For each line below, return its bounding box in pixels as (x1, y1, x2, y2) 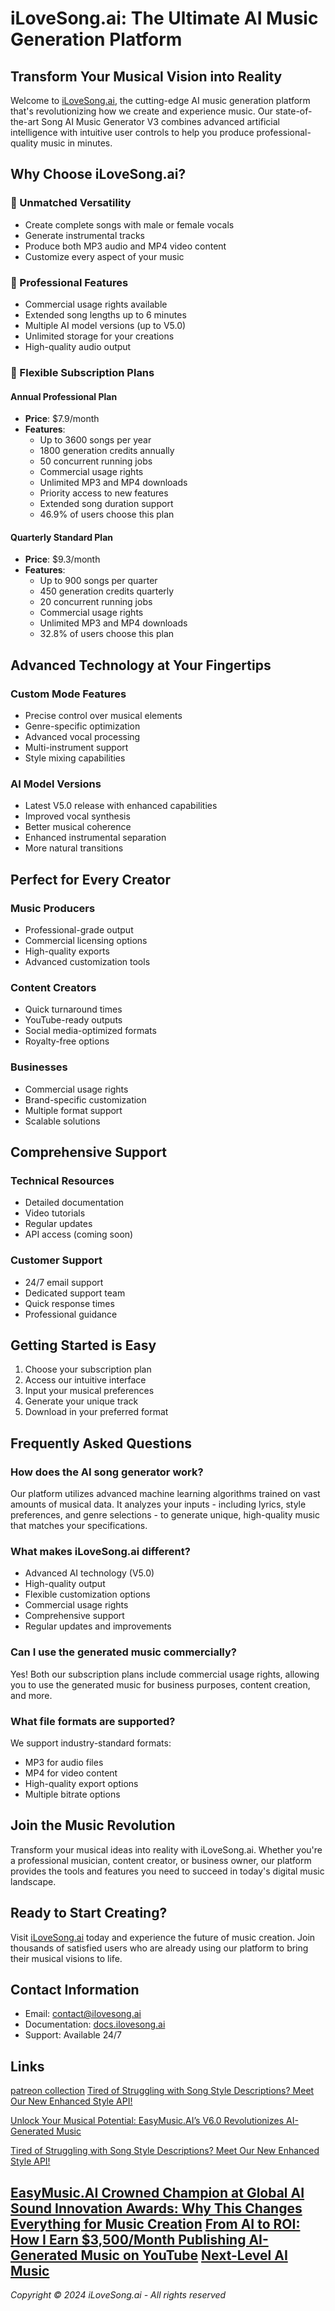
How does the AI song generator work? (10, 1465, 204, 1479)
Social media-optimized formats (24, 1025, 157, 1037)
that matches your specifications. (10, 1520, 148, 1532)
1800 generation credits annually (39, 445, 175, 457)
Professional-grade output (24, 923, 134, 936)
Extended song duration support (39, 498, 174, 510)
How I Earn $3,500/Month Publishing (10, 2231, 247, 2248)
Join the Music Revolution (10, 1817, 176, 1834)
